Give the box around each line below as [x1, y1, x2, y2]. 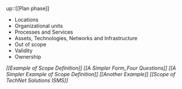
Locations [14, 16, 39, 23]
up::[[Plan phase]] [6, 5, 50, 12]
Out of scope [14, 41, 47, 48]
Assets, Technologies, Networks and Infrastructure [14, 35, 138, 41]
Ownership [14, 54, 42, 60]
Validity [14, 47, 33, 54]
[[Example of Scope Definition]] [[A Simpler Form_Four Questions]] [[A [6, 65, 177, 72]
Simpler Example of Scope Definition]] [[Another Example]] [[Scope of [6, 71, 176, 77]
